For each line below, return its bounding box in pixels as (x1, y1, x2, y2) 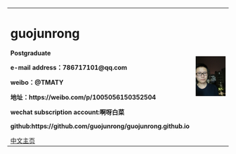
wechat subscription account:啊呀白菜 (10, 108, 125, 116)
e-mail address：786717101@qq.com (10, 63, 128, 71)
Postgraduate (10, 48, 51, 57)
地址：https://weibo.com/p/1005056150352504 (10, 92, 157, 101)
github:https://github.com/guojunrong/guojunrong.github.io (10, 122, 190, 130)
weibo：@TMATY (10, 78, 64, 86)
